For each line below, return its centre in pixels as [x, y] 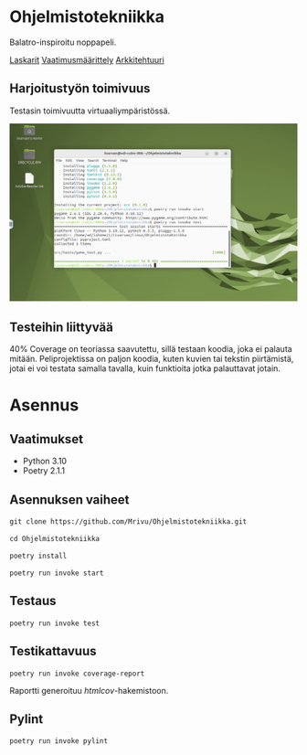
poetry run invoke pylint [58, 741]
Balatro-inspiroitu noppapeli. [63, 42]
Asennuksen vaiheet [69, 500]
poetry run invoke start [57, 573]
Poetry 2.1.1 [44, 471]
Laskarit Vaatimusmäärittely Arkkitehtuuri [87, 59]
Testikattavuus [53, 651]
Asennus [44, 405]
